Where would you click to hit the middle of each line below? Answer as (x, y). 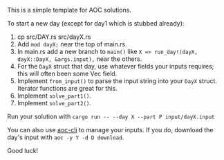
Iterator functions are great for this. (67, 88)
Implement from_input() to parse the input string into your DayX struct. (117, 81)
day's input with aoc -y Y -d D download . (66, 137)
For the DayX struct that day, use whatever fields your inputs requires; (115, 66)
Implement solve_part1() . (54, 96)
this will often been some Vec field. (67, 73)
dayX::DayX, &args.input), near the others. (80, 59)
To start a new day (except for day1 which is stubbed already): (96, 23)
